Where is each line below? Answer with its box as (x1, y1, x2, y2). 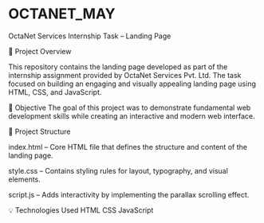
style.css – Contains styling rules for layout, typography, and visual (8, 166, 229, 175)
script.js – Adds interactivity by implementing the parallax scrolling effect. (8, 190, 250, 199)
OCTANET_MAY (8, 5, 116, 23)
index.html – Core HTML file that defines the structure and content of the (8, 142, 247, 151)
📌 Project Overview (8, 46, 72, 56)
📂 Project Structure (8, 127, 71, 136)
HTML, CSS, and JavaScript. (8, 87, 102, 96)
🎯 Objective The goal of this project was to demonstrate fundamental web (8, 103, 251, 112)
